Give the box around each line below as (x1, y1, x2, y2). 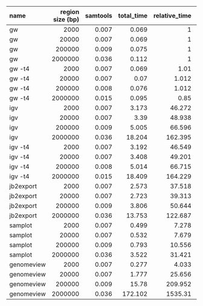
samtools (85, 11, 113, 20)
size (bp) (53, 15, 80, 23)
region (60, 8, 80, 16)
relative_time (153, 11, 192, 20)
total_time (118, 11, 148, 20)
